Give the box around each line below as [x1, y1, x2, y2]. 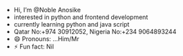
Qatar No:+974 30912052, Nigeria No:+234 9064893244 [13, 27, 177, 36]
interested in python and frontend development [13, 13, 148, 21]
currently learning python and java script [13, 20, 130, 28]
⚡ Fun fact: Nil [13, 42, 54, 51]
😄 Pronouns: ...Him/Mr [13, 35, 79, 43]
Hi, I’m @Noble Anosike [13, 6, 81, 14]
